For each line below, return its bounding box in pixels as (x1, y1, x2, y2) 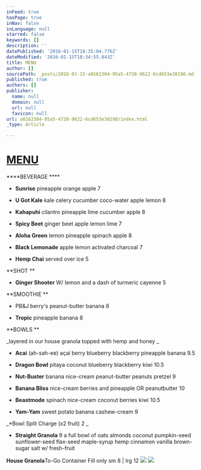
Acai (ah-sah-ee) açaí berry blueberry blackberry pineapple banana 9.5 (15, 349, 196, 357)
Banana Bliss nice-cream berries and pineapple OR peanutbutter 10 (15, 384, 185, 392)
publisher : (6, 88, 34, 94)
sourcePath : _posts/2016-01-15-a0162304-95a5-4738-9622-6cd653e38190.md (6, 71, 194, 77)
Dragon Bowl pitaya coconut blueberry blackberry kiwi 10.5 (15, 361, 165, 369)
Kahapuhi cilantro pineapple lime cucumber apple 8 (15, 209, 146, 216)
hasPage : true (6, 15, 43, 21)
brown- (174, 438, 192, 446)
